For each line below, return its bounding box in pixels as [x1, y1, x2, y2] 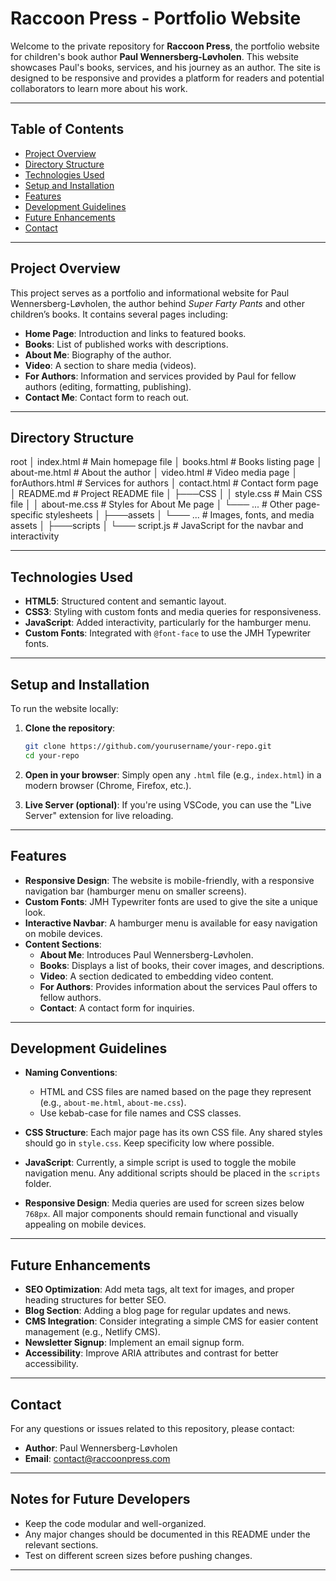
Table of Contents [10, 121, 125, 138]
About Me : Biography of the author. [24, 348, 172, 361]
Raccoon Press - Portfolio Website [10, 7, 302, 30]
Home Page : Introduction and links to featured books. [24, 327, 247, 339]
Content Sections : [24, 938, 102, 950]
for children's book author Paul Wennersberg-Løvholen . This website [10, 50, 299, 62]
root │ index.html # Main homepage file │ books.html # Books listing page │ [10, 456, 323, 468]
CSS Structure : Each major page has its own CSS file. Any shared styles [24, 1127, 323, 1139]
